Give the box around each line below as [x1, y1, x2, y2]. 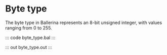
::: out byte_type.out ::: [5, 44, 52, 50]
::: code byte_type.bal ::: [5, 34, 56, 40]
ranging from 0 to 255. [5, 24, 52, 30]
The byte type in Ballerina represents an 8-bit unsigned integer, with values [5, 19, 162, 25]
